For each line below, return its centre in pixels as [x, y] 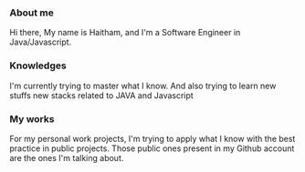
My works [32, 118]
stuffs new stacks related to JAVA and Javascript [101, 95]
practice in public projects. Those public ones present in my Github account [152, 148]
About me [32, 13]
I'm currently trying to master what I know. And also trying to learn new [143, 86]
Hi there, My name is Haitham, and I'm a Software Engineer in [125, 33]
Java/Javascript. [41, 42]
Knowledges [38, 66]
